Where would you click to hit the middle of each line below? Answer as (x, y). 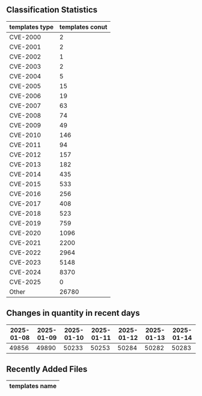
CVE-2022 (25, 253)
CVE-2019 (25, 223)
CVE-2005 (25, 86)
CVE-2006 (25, 96)
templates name (33, 386)
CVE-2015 (25, 184)
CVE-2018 (25, 213)
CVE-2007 (25, 105)
